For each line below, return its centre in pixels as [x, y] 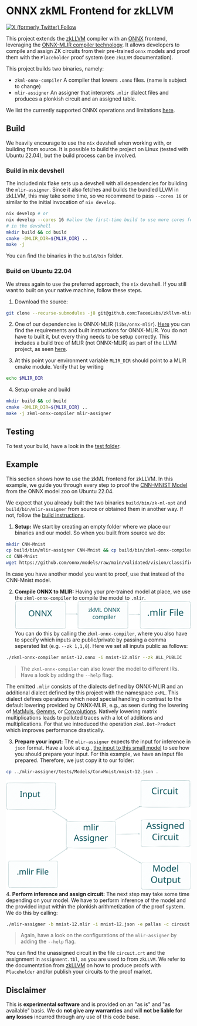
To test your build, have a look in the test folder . [64, 446]
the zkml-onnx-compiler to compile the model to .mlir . [80, 598]
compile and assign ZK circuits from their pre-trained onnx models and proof [98, 51]
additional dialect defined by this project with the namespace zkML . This [92, 693]
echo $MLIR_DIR [25, 378]
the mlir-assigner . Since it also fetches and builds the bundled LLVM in [92, 190]
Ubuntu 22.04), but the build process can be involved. [71, 155]
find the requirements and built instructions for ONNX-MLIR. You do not [101, 330]
